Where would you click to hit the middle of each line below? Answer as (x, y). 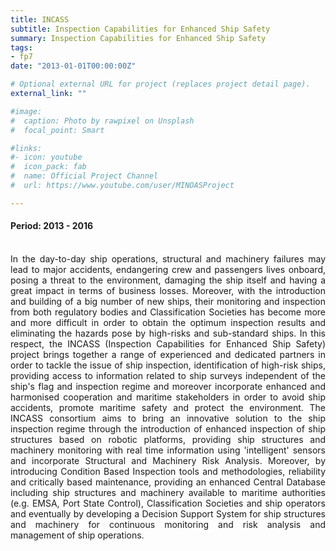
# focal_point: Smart (57, 130)
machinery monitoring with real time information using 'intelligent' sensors (168, 450)
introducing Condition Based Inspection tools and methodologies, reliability (168, 471)
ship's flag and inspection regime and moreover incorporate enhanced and (168, 386)
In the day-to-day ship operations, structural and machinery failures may (168, 258)
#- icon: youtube (46, 157)
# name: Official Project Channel (84, 176)
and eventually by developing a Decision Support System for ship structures (168, 513)
